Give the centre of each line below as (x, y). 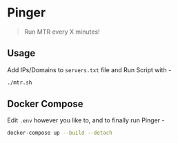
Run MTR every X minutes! (62, 32)
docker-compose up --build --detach (60, 133)
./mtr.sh (20, 82)
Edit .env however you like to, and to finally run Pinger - (86, 120)
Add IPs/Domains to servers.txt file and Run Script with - (89, 69)
